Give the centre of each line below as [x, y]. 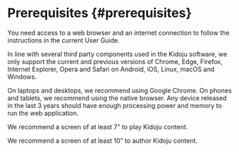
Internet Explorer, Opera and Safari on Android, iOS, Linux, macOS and [111, 69]
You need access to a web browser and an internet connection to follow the [118, 33]
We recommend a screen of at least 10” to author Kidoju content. [103, 141]
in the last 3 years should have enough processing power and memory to [115, 105]
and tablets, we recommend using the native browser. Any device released [117, 98]
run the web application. [43, 113]
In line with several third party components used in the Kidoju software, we [117, 54]
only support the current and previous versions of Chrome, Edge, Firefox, [115, 61]
